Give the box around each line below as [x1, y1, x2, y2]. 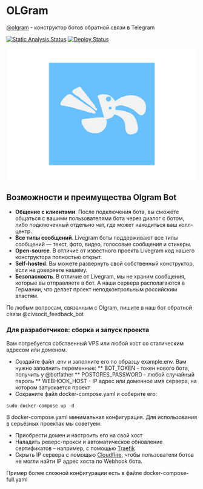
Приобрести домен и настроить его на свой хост [15, 431, 143, 439]
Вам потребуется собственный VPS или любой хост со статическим [6, 339, 184, 347]
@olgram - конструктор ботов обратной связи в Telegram [6, 24, 155, 31]
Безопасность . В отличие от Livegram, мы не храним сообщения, [15, 273, 186, 280]
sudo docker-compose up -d [6, 403, 75, 409]
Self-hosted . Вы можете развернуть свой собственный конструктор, [15, 260, 195, 268]
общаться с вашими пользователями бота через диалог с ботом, [15, 215, 185, 222]
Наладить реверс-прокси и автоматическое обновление [15, 438, 163, 445]
